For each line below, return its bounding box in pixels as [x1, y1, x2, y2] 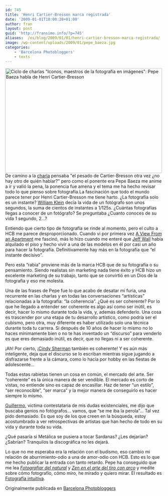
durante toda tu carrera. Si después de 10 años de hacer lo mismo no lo [5, 325, 153, 331]
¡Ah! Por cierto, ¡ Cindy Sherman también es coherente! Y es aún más [5, 345, 147, 351]
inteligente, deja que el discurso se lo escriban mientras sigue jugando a [5, 351, 154, 357]
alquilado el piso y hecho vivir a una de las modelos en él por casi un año [5, 241, 156, 247]
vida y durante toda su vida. [5, 424, 63, 430]
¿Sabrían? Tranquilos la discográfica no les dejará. [5, 439, 109, 445]
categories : [5, 45, 30, 50]
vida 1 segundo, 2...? [5, 216, 48, 222]
